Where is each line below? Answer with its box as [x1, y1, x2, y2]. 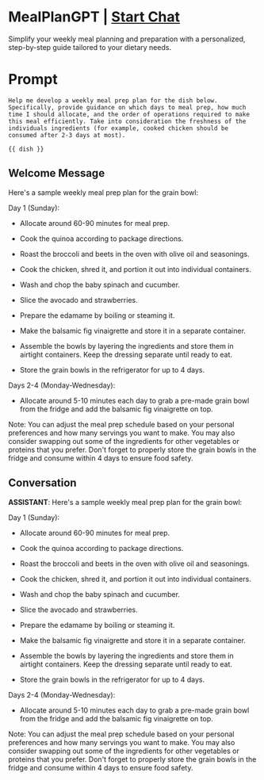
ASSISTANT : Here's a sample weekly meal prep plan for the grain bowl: [8, 497, 243, 507]
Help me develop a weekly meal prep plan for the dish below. [8, 96, 218, 105]
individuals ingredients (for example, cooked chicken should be [8, 124, 228, 132]
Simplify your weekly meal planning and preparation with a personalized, [8, 34, 246, 44]
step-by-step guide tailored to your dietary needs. [8, 42, 172, 52]
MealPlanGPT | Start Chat [8, 8, 181, 26]
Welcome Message [8, 166, 105, 180]
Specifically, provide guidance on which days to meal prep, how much [8, 103, 247, 111]
